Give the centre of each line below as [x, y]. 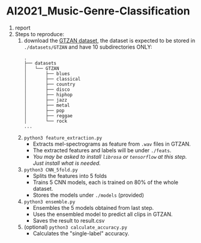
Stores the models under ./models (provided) [88, 195]
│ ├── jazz [46, 100]
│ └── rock [46, 121]
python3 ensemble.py [49, 202]
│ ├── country [49, 84]
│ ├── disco [47, 89]
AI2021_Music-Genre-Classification [98, 11]
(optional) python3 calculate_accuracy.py [76, 227]
